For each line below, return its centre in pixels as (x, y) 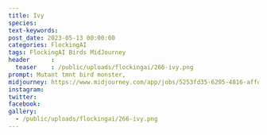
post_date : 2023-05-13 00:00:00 (62, 38)
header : (32, 60)
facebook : (25, 104)
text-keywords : (33, 30)
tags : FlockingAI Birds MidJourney (67, 52)
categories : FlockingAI (48, 45)
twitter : (23, 97)
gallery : (23, 112)
